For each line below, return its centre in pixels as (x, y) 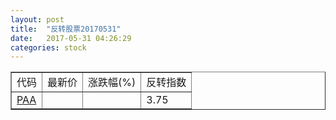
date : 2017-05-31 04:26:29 (71, 38)
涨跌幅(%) (112, 83)
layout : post (37, 19)
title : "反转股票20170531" (66, 29)
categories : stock (48, 47)
